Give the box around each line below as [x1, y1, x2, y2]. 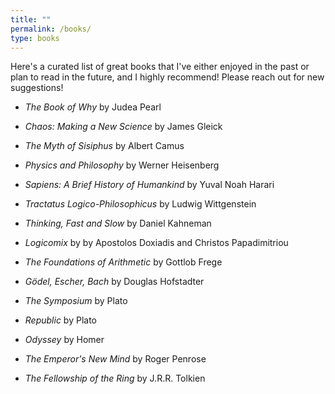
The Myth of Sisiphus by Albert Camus [24, 140, 185, 152]
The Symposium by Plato [24, 295, 128, 307]
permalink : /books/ [10, 24, 92, 34]
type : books [10, 33, 60, 43]
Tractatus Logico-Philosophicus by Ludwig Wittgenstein [24, 198, 257, 210]
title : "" [10, 14, 52, 25]
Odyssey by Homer [24, 334, 105, 346]
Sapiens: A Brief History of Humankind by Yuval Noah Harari [24, 179, 275, 191]
